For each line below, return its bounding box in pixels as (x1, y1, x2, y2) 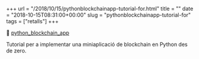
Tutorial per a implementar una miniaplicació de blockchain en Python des (6, 41, 188, 48)
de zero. (6, 47, 27, 54)
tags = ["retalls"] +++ (6, 18, 59, 24)
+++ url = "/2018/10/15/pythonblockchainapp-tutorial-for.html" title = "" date (6, 5, 194, 12)
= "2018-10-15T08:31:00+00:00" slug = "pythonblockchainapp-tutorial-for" (6, 11, 191, 18)
